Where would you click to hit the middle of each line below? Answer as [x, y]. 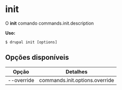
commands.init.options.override [77, 80]
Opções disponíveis [37, 58]
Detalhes [76, 71]
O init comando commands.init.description [50, 23]
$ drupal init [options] [31, 42]
